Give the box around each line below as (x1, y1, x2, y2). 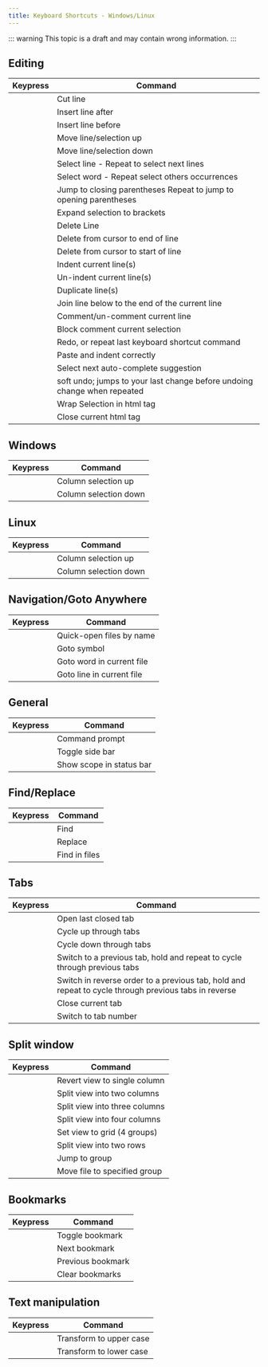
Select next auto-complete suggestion (57, 363, 202, 374)
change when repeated (57, 386, 144, 397)
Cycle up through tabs (57, 926, 140, 937)
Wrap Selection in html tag (57, 399, 156, 410)
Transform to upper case (57, 1333, 150, 1344)
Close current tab (57, 998, 122, 1009)
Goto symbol (57, 642, 105, 654)
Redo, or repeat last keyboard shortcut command (57, 336, 241, 348)
